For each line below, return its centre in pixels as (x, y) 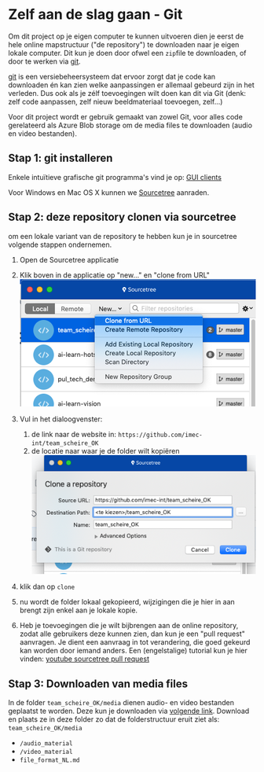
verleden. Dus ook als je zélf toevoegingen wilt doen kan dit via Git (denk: (127, 93)
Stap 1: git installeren (60, 158)
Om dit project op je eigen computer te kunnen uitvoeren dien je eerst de (126, 36)
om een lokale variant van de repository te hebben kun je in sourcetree (123, 236)
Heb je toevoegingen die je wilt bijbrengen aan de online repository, (129, 626)
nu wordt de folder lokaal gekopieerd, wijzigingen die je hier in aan (127, 602)
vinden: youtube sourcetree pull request (84, 659)
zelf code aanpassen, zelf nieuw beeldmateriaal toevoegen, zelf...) (115, 101)
